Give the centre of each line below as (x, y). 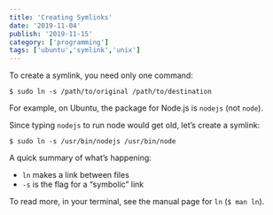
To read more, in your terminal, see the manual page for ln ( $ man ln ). (137, 202)
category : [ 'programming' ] (59, 42)
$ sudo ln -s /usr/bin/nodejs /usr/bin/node (93, 142)
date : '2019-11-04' (45, 26)
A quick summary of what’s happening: (81, 158)
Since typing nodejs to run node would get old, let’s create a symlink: (135, 126)
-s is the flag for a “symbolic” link (83, 184)
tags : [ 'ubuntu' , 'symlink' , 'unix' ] (75, 50)
